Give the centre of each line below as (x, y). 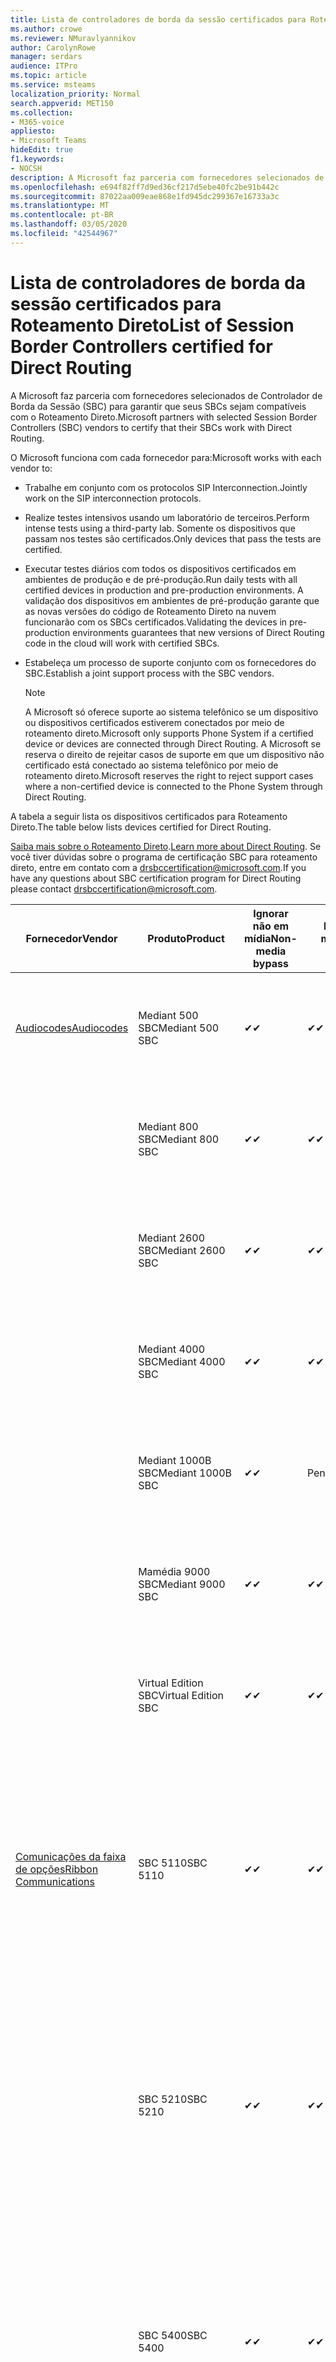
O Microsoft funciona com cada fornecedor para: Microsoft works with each (166, 457)
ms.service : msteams (53, 85)
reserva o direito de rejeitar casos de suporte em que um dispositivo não (174, 754)
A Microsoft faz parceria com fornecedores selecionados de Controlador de (166, 395)
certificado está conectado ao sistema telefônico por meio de (151, 765)
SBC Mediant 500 (179, 1028)
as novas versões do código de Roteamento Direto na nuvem (150, 611)
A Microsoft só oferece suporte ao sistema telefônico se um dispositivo (171, 712)
